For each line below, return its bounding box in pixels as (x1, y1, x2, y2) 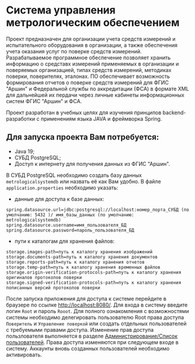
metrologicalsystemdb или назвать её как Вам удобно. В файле (6, 178, 162, 185)
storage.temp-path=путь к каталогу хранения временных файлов (6, 264, 161, 270)
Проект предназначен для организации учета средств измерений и (6, 35, 176, 42)
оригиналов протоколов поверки (6, 274, 82, 280)
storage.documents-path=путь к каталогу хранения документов (6, 254, 158, 260)
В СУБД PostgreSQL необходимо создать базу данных (6, 171, 142, 179)
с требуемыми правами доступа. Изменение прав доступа (6, 326, 154, 333)
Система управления (6, 4, 116, 17)
